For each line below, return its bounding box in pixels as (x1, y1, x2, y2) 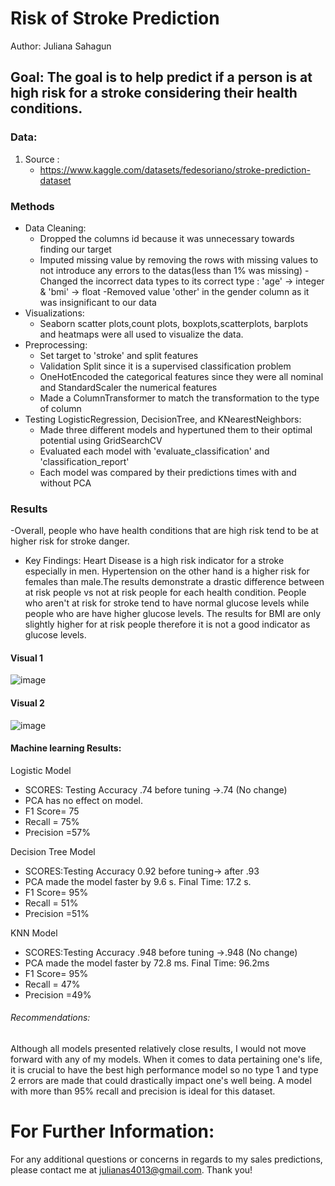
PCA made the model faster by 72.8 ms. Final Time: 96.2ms (24, 957, 270, 969)
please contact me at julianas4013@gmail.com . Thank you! (10, 1163, 253, 1176)
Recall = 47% (24, 978, 81, 990)
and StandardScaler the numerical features (39, 381, 218, 393)
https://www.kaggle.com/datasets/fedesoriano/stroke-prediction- (39, 163, 311, 176)
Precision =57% (24, 826, 91, 838)
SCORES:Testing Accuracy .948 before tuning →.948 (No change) (24, 946, 298, 958)
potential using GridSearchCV (39, 434, 163, 446)
